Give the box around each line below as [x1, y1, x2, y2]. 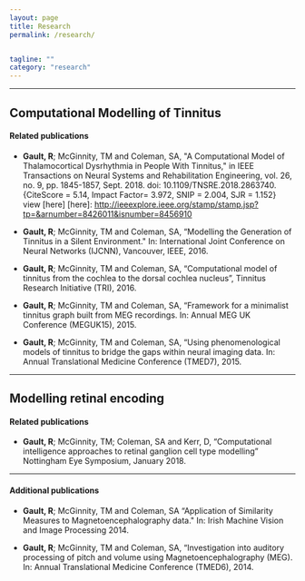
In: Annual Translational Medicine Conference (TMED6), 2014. [22, 561, 254, 572]
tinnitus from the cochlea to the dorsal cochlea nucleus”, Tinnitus [22, 272, 266, 283]
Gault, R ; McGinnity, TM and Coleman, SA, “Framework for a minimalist [22, 300, 289, 310]
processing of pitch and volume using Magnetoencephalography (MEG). [22, 551, 293, 563]
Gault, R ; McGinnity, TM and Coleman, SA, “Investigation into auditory [22, 542, 284, 553]
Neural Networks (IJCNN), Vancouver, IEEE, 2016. [22, 245, 209, 256]
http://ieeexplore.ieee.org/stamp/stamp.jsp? [93, 199, 259, 210]
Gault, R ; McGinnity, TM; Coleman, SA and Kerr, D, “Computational [22, 437, 272, 448]
